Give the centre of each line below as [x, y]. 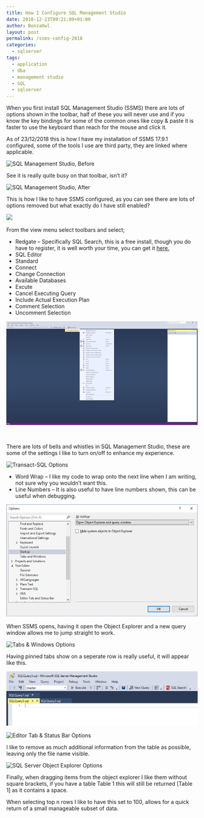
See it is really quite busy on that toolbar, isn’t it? [67, 176]
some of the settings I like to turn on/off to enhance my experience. [90, 452]
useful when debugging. [46, 496]
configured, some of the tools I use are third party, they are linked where [97, 145]
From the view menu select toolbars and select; [66, 230]
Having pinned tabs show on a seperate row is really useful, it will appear [98, 656]
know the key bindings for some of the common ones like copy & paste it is [100, 121]
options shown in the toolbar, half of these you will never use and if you [96, 114]
